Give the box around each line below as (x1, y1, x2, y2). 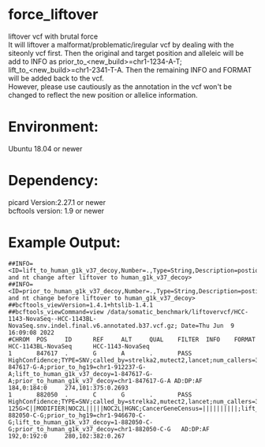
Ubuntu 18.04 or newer (8, 143, 83, 153)
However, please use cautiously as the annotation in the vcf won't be (8, 81, 233, 91)
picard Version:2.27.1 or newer (8, 197, 106, 207)
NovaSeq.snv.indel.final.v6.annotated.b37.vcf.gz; (8, 322, 178, 330)
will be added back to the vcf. (8, 73, 104, 83)
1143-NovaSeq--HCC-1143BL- (8, 315, 97, 322)
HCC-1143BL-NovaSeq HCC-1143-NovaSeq (8, 342, 150, 350)
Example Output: (8, 234, 121, 251)
